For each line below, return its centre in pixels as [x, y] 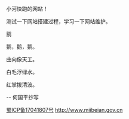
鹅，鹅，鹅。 [22, 47]
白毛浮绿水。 [22, 72]
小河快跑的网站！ [27, 9]
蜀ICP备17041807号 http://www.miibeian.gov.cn [64, 110]
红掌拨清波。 [22, 84]
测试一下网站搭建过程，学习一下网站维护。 [59, 21]
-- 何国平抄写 [22, 97]
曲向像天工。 [22, 59]
